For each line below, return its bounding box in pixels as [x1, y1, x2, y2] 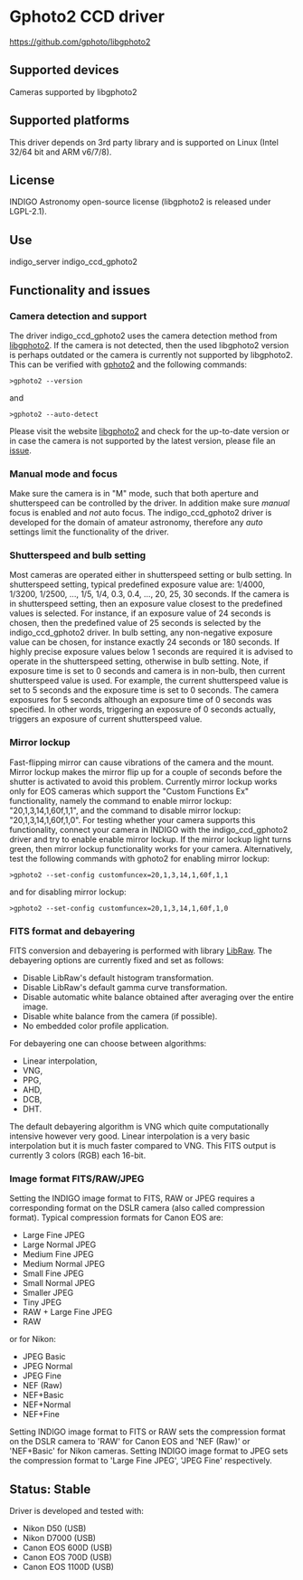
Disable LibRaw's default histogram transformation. [22, 972, 214, 983]
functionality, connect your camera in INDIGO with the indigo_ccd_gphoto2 [9, 824, 289, 835]
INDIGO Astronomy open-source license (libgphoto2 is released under [9, 196, 271, 207]
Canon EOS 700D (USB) [22, 1552, 112, 1563]
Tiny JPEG [22, 1297, 62, 1308]
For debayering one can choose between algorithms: [9, 1038, 207, 1049]
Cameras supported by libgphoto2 [9, 86, 137, 97]
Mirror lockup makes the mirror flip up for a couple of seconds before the [9, 766, 283, 777]
